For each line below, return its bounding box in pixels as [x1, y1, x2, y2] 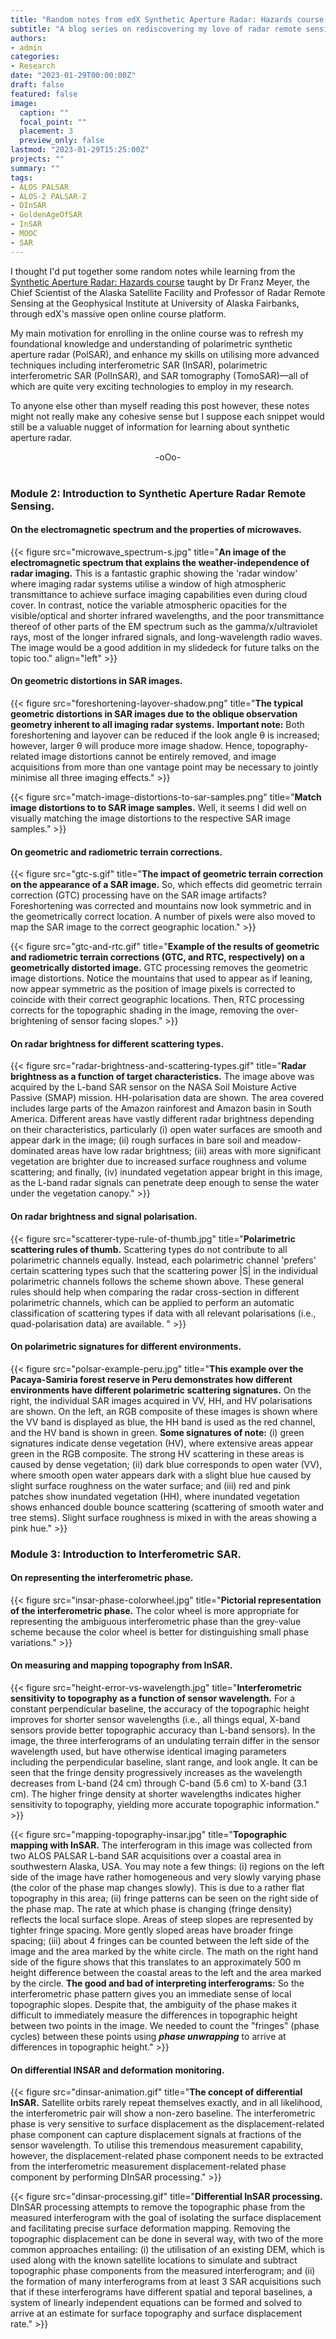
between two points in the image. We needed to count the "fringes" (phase [10, 2020, 320, 2032]
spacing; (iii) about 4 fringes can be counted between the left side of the [10, 1935, 310, 1947]
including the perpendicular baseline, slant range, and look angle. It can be [10, 1756, 318, 1768]
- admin [10, 42, 43, 53]
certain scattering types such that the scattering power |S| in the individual [10, 1264, 319, 1276]
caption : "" [19, 107, 70, 118]
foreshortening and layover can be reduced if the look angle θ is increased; [10, 729, 320, 741]
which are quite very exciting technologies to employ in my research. [10, 380, 294, 392]
